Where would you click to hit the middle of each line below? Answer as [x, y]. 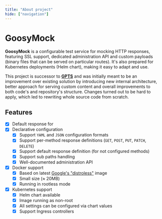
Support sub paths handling [47, 156]
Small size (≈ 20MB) [40, 178]
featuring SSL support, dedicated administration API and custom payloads [79, 57]
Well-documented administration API [56, 162]
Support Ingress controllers [47, 211]
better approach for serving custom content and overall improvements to [78, 87]
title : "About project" [29, 9]
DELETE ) [27, 146]
